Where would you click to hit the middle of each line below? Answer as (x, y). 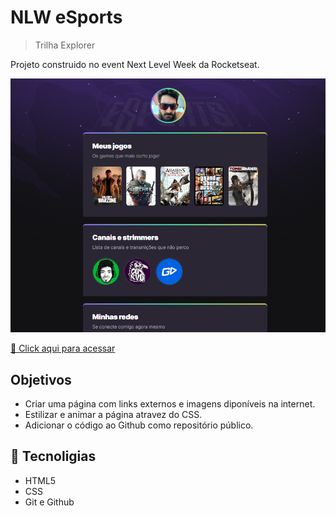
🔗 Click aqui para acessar (63, 348)
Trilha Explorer (65, 45)
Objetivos (41, 379)
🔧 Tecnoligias (53, 456)
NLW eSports (66, 17)
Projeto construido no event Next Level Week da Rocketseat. (135, 64)
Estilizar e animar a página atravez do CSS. (113, 415)
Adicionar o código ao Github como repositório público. (139, 425)
